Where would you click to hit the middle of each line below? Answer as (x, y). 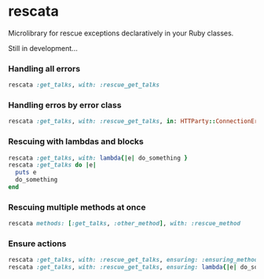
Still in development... (43, 48)
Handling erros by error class (65, 105)
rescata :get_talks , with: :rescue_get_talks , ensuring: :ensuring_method (133, 260)
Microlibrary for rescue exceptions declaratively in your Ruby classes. (121, 33)
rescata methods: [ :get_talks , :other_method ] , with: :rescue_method (125, 224)
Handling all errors (44, 68)
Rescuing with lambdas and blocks (76, 141)
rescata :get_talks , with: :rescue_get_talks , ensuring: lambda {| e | (123, 267)
